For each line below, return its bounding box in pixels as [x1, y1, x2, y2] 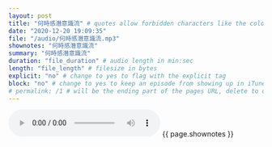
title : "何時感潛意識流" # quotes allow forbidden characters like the [8, 19, 247, 27]
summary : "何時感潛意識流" [8, 49, 91, 57]
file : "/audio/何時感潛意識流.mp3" [8, 34, 120, 43]
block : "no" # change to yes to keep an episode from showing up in [8, 79, 244, 87]
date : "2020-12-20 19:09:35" [8, 27, 107, 35]
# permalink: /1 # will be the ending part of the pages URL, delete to [8, 86, 259, 95]
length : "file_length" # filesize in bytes [8, 65, 158, 73]
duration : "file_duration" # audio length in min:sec [8, 57, 194, 65]
